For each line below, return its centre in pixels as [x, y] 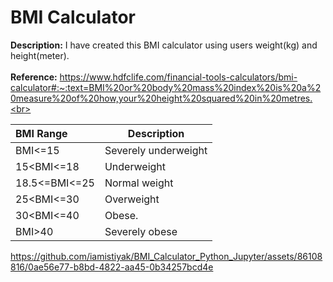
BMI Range [41, 133]
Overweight [132, 199]
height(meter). [40, 55]
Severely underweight [156, 150]
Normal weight [139, 183]
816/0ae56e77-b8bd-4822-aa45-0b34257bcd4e [112, 267]
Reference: [34, 77]
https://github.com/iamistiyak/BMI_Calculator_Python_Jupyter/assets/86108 [166, 256]
